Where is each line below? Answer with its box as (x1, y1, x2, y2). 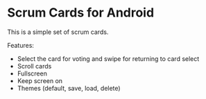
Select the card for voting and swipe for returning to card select (17, 54, 200, 63)
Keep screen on (17, 76, 63, 84)
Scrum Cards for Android (7, 5, 155, 21)
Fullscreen (17, 69, 47, 78)
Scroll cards (17, 62, 52, 70)
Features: (7, 41, 35, 49)
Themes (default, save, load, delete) (17, 84, 121, 92)
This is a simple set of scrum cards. (7, 28, 109, 36)
